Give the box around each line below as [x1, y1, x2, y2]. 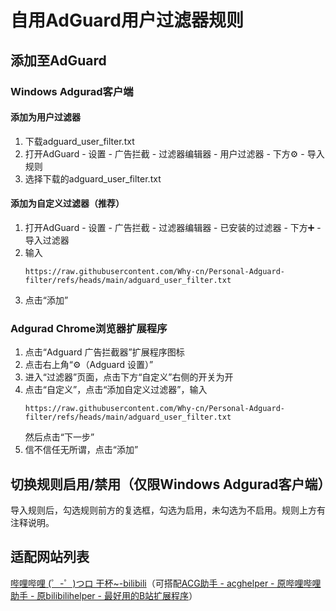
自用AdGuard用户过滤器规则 [10, 9, 244, 32]
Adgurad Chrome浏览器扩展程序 [10, 321, 168, 335]
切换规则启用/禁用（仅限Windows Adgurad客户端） [10, 476, 332, 493]
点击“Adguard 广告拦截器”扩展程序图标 [24, 346, 185, 358]
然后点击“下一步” [24, 431, 95, 443]
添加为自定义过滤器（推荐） [10, 197, 125, 210]
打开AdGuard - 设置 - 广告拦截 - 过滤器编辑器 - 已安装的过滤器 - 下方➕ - [24, 221, 322, 233]
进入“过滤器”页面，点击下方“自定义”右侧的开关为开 [24, 371, 234, 383]
